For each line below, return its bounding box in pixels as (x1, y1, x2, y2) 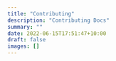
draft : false (7, 36, 46, 43)
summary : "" (7, 23, 43, 30)
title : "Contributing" (7, 10, 75, 18)
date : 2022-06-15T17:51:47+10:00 (7, 29, 107, 37)
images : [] (7, 43, 40, 50)
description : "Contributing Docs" (7, 17, 110, 24)
